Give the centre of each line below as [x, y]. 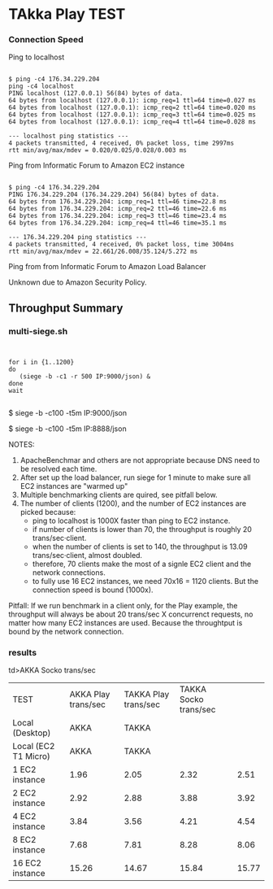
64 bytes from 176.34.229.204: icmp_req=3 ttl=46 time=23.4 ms [118, 216]
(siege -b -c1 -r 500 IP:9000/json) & [85, 377]
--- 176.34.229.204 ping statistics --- [78, 238]
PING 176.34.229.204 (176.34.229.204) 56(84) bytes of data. [114, 195]
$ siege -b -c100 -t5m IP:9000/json [68, 413]
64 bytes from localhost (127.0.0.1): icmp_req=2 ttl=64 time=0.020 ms [132, 108]
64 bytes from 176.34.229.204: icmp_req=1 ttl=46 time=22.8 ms [118, 202]
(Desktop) [32, 733]
